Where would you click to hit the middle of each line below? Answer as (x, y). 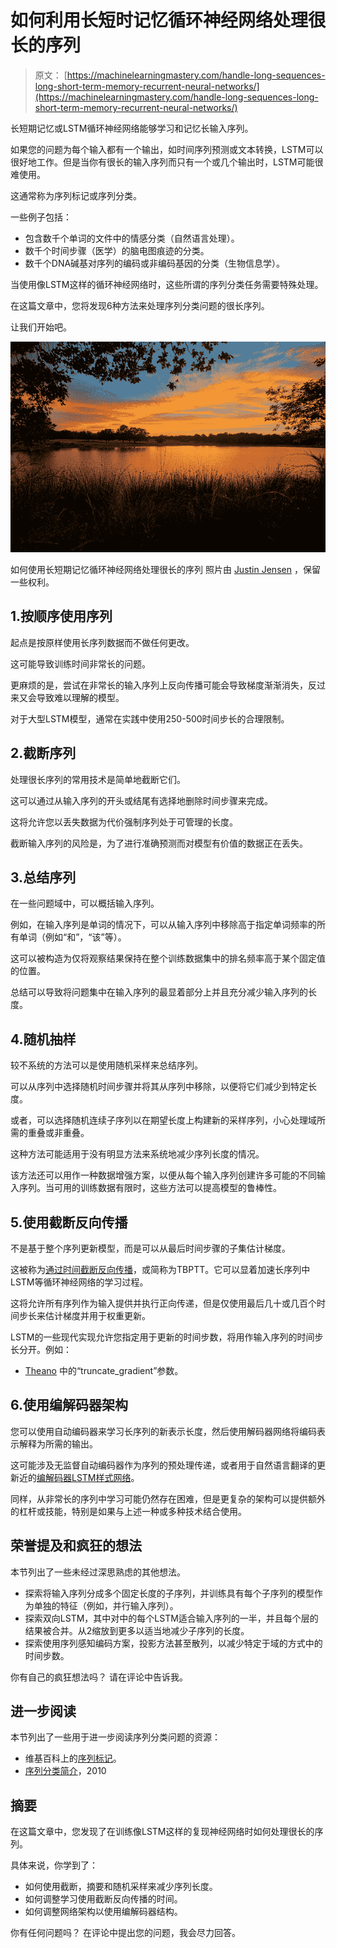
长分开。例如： (41, 1350)
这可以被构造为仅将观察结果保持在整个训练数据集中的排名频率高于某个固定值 (168, 958)
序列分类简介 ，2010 (65, 1771)
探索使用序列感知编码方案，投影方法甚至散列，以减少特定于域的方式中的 (173, 1643)
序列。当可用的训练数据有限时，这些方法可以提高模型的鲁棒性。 (150, 1188)
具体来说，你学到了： (54, 1865)
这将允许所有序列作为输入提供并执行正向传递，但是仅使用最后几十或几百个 (163, 1303)
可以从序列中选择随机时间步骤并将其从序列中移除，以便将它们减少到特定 (159, 1087)
